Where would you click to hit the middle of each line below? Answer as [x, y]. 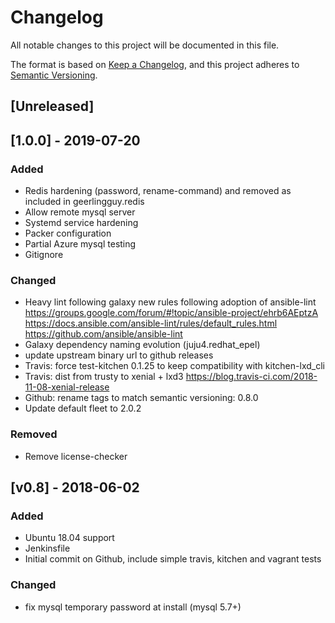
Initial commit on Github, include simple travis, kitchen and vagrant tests [173, 559]
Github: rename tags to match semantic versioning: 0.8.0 [141, 398]
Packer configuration [68, 233]
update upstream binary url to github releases [119, 355]
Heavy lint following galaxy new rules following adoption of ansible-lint [170, 302]
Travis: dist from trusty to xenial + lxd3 [104, 377]
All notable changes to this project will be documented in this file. [145, 45]
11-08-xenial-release [67, 387]
